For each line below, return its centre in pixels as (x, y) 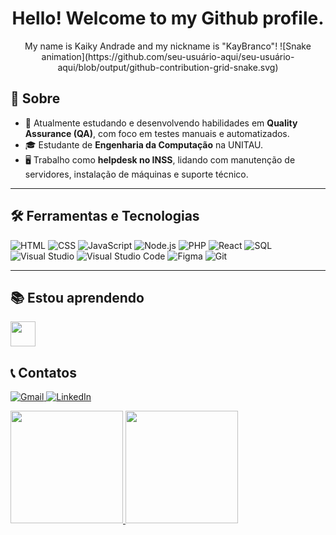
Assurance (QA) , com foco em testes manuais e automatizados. (157, 133)
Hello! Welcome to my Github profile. (168, 18)
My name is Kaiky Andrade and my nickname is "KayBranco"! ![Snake (168, 46)
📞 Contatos (43, 372)
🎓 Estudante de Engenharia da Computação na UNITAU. (144, 144)
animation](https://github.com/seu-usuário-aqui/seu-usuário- (168, 56)
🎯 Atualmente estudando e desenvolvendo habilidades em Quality (161, 123)
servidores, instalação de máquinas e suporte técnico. (136, 174)
